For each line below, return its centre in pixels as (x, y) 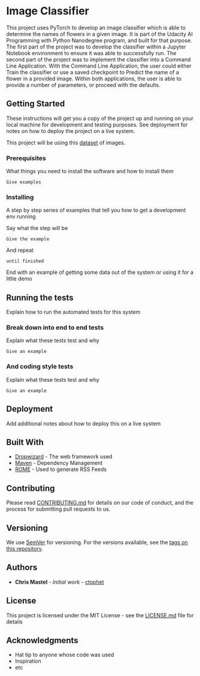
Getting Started (36, 104)
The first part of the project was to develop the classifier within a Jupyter (96, 47)
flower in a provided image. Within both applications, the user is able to (94, 79)
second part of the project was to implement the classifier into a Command (99, 59)
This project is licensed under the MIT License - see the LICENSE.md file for (100, 615)
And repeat (20, 251)
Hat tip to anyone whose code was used (64, 655)
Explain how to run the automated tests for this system (73, 312)
